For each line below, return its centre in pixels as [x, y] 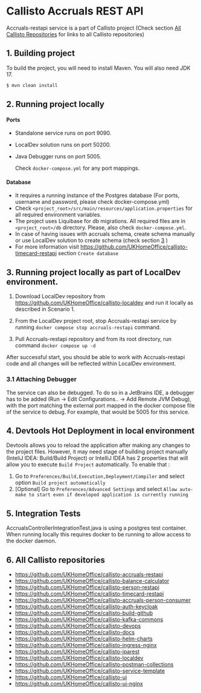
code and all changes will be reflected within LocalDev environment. [91, 363]
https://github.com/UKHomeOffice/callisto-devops [78, 626]
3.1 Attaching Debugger [42, 379]
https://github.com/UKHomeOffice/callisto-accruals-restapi [89, 574]
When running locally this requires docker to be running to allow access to [99, 535]
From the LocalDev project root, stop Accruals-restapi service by [96, 321]
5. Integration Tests [43, 513]
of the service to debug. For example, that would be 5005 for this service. [98, 412]
